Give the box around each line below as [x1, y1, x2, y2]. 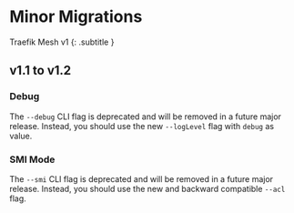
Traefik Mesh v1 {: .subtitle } [9, 36, 115, 47]
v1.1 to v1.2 [9, 63, 72, 78]
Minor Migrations [9, 6, 143, 27]
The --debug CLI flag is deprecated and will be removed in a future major [9, 111, 282, 122]
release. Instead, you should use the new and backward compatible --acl [9, 183, 286, 194]
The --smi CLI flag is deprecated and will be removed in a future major [9, 173, 274, 184]
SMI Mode [9, 153, 56, 166]
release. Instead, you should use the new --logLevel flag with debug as [9, 120, 275, 131]
